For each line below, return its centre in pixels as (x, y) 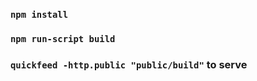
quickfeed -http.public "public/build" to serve (129, 64)
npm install (39, 14)
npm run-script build (63, 38)
